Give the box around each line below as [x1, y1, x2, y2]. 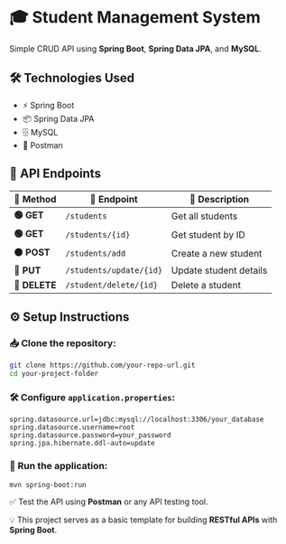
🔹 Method [14, 192, 57, 205]
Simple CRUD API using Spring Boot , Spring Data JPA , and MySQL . [9, 42, 262, 54]
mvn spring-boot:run [9, 480, 88, 489]
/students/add [65, 249, 126, 258]
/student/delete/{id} [65, 279, 158, 290]
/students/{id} [65, 230, 131, 240]
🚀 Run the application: [9, 460, 108, 473]
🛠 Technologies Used [9, 70, 135, 86]
